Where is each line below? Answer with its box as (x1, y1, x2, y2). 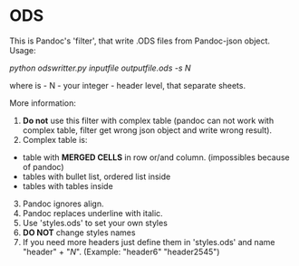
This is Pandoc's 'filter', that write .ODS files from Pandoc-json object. (9, 35, 270, 46)
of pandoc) (22, 161, 65, 172)
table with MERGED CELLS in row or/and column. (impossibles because (22, 151, 290, 163)
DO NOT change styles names (22, 227, 136, 238)
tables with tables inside (22, 180, 113, 191)
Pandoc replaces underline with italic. (22, 207, 163, 218)
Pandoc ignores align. (22, 198, 104, 209)
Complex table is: (22, 134, 88, 145)
